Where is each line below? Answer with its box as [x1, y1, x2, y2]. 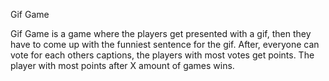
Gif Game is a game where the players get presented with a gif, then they [10, 28, 312, 39]
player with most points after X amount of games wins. [10, 60, 235, 71]
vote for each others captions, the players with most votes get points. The [10, 49, 315, 61]
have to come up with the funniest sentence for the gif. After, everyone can [10, 39, 320, 50]
